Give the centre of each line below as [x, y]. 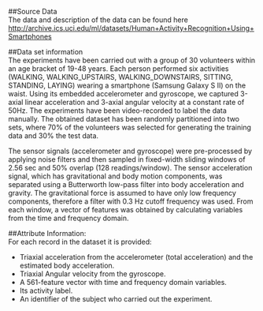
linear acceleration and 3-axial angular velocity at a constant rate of [135, 102]
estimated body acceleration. [67, 265]
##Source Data [33, 11]
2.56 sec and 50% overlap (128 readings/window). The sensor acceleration [130, 168]
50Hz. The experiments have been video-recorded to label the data [117, 111]
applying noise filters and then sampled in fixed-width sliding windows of [127, 159]
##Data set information [46, 52]
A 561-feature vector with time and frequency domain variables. [123, 282]
